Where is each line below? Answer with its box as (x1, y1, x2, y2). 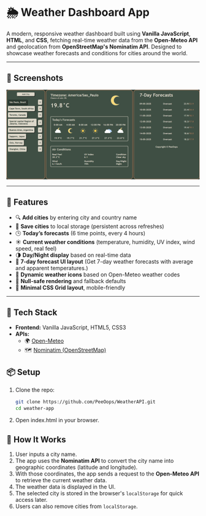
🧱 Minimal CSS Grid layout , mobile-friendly (15, 284, 126, 291)
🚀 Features (6, 197, 48, 208)
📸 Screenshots (6, 73, 64, 83)
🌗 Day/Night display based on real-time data (15, 251, 131, 259)
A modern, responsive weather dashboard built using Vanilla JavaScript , (6, 29, 191, 37)
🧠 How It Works (6, 434, 66, 445)
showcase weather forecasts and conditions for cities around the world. (6, 49, 188, 56)
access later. (15, 496, 48, 504)
